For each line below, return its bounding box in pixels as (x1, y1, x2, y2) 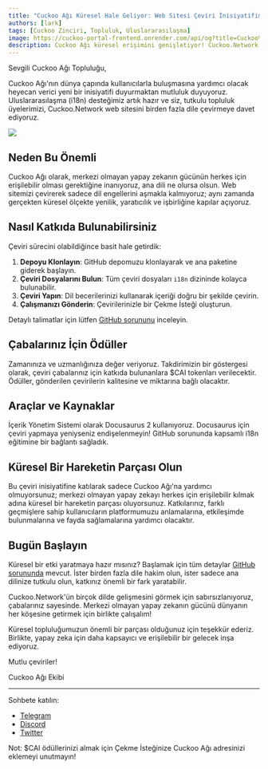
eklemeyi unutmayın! (8, 751, 77, 761)
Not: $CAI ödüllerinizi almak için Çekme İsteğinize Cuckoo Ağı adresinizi (8, 743, 246, 752)
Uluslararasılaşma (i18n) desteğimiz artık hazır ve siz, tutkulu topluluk (8, 96, 235, 105)
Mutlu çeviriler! (8, 657, 57, 666)
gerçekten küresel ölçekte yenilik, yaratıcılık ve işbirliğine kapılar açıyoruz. (8, 197, 251, 207)
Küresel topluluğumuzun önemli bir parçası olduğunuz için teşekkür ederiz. (8, 625, 254, 634)
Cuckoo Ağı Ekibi (8, 672, 65, 682)
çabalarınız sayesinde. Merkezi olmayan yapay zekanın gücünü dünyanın (8, 601, 248, 610)
